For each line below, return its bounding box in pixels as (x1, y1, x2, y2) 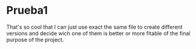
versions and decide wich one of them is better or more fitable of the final (6, 29, 191, 36)
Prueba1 (6, 4, 48, 17)
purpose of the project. (6, 36, 64, 43)
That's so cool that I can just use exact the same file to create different (6, 23, 183, 30)
